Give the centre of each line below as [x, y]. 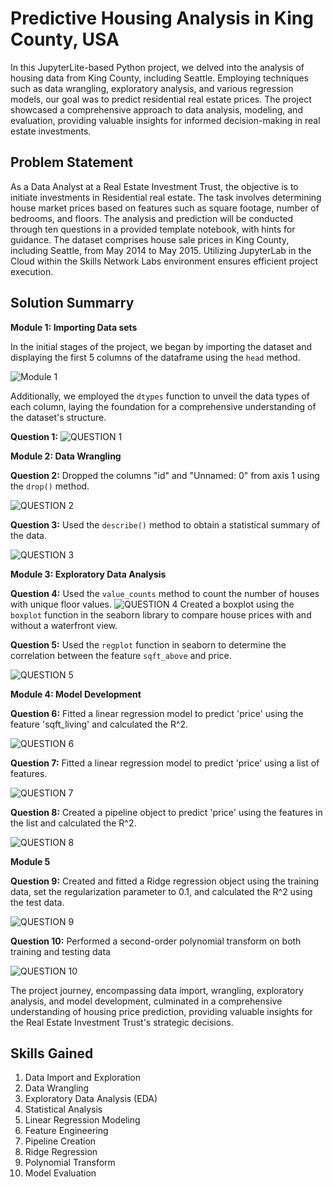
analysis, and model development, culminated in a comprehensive [146, 1001]
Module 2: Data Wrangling [66, 456]
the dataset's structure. [58, 417]
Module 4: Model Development [76, 694]
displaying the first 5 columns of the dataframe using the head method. [155, 357]
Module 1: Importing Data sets [74, 327]
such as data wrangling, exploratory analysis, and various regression [152, 88]
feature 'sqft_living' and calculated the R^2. [99, 724]
